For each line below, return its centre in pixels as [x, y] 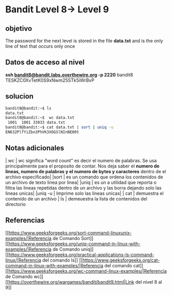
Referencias [25, 220]
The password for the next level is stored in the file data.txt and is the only [84, 41]
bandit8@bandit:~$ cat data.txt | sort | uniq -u [60, 127]
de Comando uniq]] [73, 249]
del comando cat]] [124, 265]
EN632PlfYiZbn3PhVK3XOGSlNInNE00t [42, 132]
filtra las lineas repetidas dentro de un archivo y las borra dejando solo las [83, 188]
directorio [16, 204]
